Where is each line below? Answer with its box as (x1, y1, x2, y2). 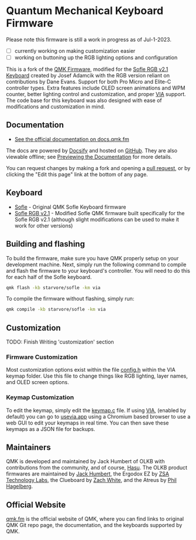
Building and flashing (6, 239, 85, 249)
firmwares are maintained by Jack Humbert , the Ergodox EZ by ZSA (6, 470, 170, 477)
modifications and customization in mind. (6, 103, 105, 110)
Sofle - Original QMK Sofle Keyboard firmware (14, 203, 126, 210)
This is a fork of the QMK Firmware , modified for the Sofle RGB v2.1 (6, 66, 169, 73)
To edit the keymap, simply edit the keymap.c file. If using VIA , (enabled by (6, 406, 186, 414)
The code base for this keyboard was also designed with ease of (6, 97, 162, 104)
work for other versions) (14, 222, 73, 229)
